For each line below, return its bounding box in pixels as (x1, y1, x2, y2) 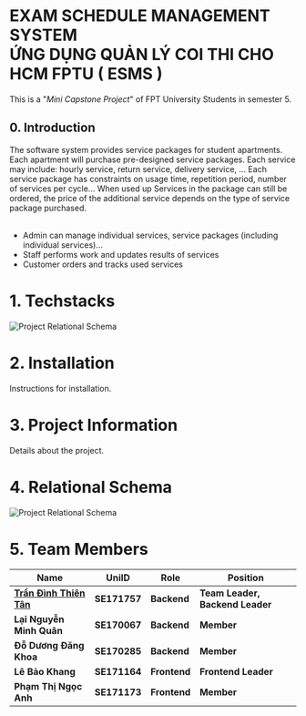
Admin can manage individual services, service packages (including (22, 230, 279, 240)
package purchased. (9, 202, 87, 213)
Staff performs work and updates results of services (22, 249, 219, 260)
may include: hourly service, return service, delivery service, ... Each (9, 163, 267, 174)
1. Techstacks (9, 291, 116, 311)
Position (227, 571, 264, 584)
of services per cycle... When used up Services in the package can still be (9, 183, 288, 194)
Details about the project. (9, 445, 105, 455)
